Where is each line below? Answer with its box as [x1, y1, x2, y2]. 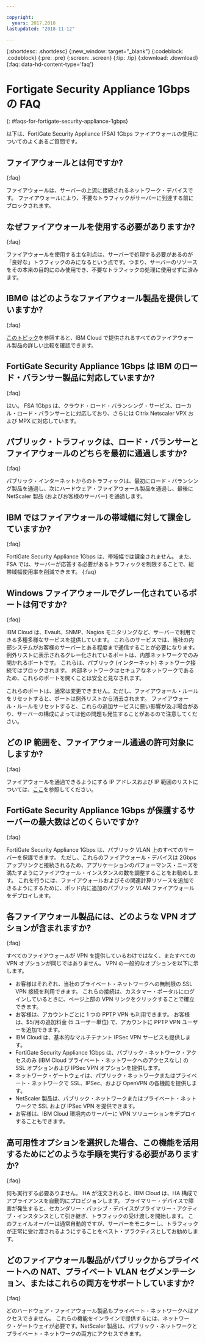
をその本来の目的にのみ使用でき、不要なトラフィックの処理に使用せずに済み [6, 266, 198, 273]
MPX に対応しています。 [18, 417, 80, 425]
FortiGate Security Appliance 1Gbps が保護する [6, 805, 187, 816]
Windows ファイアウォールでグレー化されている [6, 588, 189, 598]
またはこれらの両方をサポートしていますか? [29, 1278, 195, 1288]
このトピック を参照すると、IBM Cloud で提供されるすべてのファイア [6, 334, 178, 341]
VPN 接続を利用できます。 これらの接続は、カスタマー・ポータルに [15, 988, 184, 995]
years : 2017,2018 [12, 20, 56, 26]
